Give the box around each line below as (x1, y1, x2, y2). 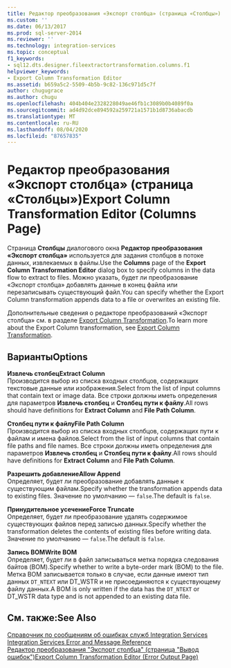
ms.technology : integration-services (7, 42, 116, 49)
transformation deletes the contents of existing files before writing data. (7, 527, 212, 535)
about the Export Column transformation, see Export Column (7, 323, 180, 332)
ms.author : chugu (7, 94, 57, 101)
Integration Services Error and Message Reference (7, 638, 152, 646)
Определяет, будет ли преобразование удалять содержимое (7, 513, 188, 521)
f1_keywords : (7, 55, 45, 62)
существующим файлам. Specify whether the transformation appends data (7, 485, 223, 492)
